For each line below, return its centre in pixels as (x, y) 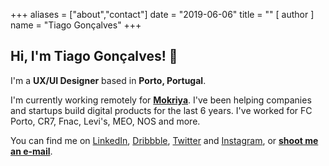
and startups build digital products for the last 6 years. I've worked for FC (161, 110)
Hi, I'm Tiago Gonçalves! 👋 (94, 56)
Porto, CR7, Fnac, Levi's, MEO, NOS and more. (105, 121)
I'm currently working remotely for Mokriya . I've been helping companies (161, 100)
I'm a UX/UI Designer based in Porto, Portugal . (108, 80)
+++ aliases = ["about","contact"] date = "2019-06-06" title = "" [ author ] (162, 14)
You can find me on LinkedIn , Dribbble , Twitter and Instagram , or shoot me (164, 140)
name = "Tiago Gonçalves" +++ (76, 25)
